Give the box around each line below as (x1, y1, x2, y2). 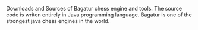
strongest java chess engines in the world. (6, 18, 110, 24)
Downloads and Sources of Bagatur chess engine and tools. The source (6, 5, 183, 12)
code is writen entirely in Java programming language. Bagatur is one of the (6, 11, 192, 18)
